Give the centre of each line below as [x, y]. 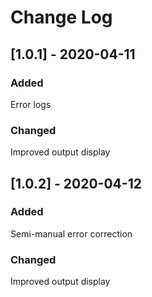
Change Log [61, 17]
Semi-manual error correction [71, 233]
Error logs [31, 104]
